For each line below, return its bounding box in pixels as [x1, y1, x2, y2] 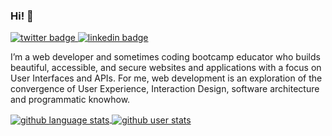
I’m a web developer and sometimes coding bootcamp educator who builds [10, 51, 321, 63]
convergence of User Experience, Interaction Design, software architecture [10, 83, 320, 95]
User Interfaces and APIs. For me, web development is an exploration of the [10, 72, 323, 84]
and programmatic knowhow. [10, 94, 131, 106]
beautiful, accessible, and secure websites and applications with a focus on [10, 62, 322, 74]
